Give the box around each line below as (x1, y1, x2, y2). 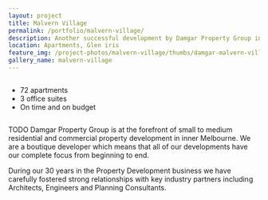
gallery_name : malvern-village (8, 57, 112, 65)
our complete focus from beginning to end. (8, 150, 150, 160)
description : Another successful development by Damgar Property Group (8, 34, 251, 42)
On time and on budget (19, 102, 97, 112)
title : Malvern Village (8, 19, 88, 27)
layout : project (8, 11, 62, 20)
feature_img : (8, 49, 52, 57)
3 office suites (19, 94, 68, 103)
